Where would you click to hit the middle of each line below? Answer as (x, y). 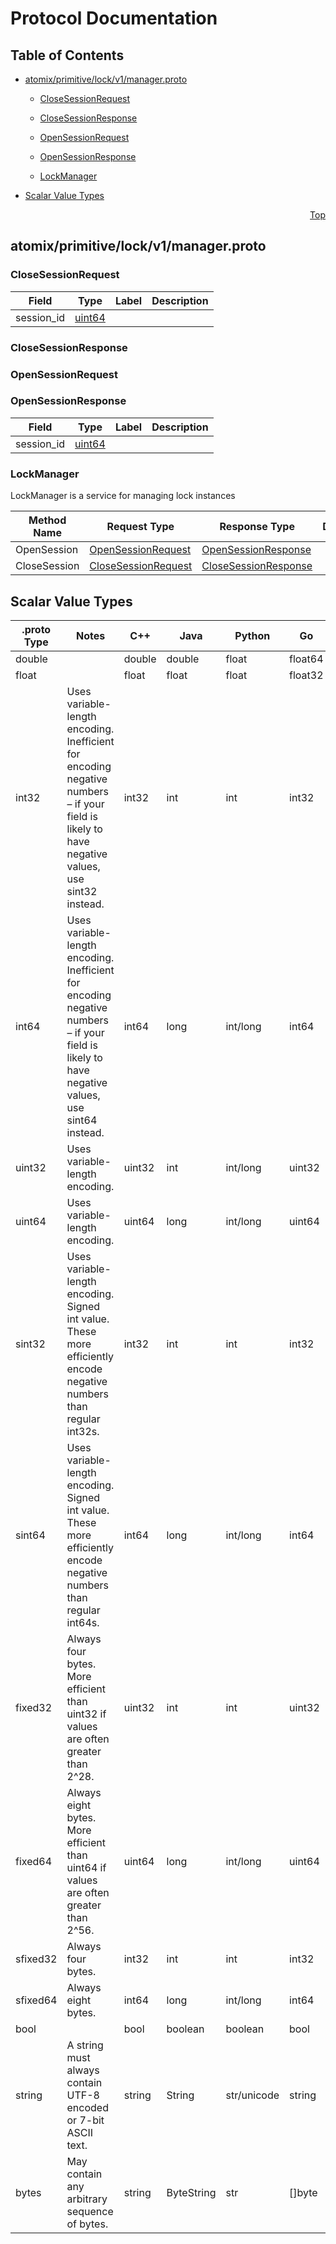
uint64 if (86, 1867)
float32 (306, 675)
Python (252, 635)
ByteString (191, 2192)
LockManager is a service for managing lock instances (123, 496)
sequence (90, 2211)
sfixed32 (36, 1959)
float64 (306, 659)
